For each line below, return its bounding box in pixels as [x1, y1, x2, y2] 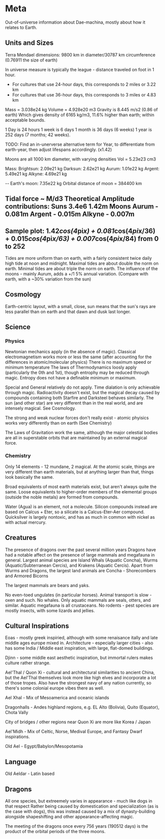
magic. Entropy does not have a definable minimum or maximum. [5, 375, 137, 381]
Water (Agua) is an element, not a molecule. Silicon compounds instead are [5, 503, 158, 509]
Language [5, 757, 37, 766]
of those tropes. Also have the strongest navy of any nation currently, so [5, 680, 151, 686]
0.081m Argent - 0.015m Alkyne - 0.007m [5, 210, 135, 218]
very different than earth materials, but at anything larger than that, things [5, 468, 154, 475]
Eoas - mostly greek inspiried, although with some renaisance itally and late [5, 635, 158, 641]
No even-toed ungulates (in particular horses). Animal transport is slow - [5, 591, 152, 598]
